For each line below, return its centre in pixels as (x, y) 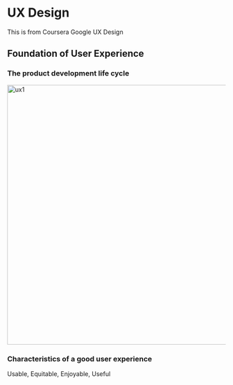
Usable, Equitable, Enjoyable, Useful (59, 374)
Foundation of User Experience (76, 54)
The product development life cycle (68, 73)
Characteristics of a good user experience (80, 359)
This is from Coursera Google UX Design (65, 32)
